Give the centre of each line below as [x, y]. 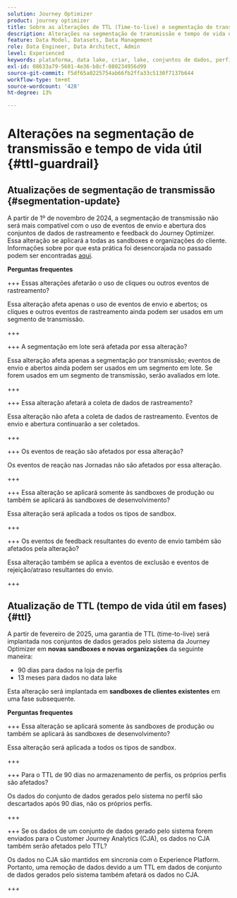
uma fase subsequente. [42, 699]
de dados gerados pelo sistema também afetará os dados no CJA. [103, 875]
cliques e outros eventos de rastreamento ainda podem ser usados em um [115, 312]
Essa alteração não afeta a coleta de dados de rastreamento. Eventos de [113, 416]
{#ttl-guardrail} [54, 164]
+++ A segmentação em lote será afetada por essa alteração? [97, 346]
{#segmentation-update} [64, 201]
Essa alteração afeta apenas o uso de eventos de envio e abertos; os [108, 304]
